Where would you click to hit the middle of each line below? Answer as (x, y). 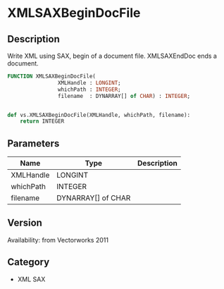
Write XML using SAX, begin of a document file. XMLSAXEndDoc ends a (112, 56)
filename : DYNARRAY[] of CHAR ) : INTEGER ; (124, 96)
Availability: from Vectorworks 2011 (58, 240)
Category (29, 262)
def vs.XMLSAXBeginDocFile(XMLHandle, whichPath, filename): (99, 115)
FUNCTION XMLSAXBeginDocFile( (52, 76)
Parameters (33, 143)
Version (25, 223)
